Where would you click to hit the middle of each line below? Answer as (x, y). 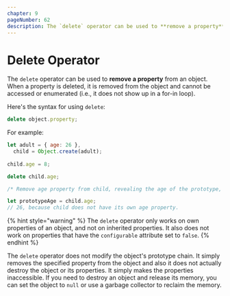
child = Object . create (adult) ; (58, 151)
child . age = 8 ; (29, 164)
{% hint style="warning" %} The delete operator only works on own (103, 221)
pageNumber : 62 (29, 20)
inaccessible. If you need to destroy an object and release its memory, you (112, 277)
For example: (26, 133)
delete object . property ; (42, 120)
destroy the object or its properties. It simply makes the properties (100, 271)
